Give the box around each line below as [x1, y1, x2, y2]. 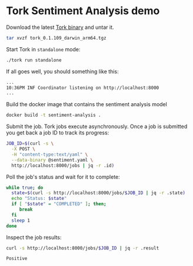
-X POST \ [11, 146, 35, 152]
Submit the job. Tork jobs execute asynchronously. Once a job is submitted [6, 123, 188, 130]
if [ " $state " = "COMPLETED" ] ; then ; [11, 201, 107, 207]
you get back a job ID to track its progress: [6, 129, 109, 136]
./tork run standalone [6, 57, 62, 63]
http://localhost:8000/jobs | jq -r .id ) [11, 162, 115, 169]
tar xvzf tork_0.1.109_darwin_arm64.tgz [6, 35, 107, 41]
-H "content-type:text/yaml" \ [11, 152, 88, 157]
